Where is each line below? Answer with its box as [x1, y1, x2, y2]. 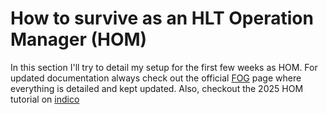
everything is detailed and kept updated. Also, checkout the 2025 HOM [10, 82, 304, 94]
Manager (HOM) [10, 28, 148, 51]
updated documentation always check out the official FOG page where [10, 72, 302, 84]
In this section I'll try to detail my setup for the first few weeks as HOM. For [10, 61, 318, 73]
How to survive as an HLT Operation [10, 7, 314, 30]
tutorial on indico [10, 93, 80, 105]
